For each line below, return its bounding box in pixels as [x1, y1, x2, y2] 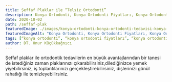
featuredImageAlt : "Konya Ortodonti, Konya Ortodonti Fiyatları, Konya [5, 31, 161, 36]
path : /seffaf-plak [5, 21, 47, 27]
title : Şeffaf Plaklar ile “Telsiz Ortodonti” [5, 7, 106, 13]
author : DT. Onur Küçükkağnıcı [5, 41, 72, 46]
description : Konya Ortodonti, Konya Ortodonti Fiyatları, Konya [5, 12, 147, 17]
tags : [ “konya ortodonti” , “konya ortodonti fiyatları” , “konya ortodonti [5, 36, 168, 41]
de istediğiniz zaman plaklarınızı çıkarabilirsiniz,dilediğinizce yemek [5, 60, 147, 66]
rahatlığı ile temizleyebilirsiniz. [5, 71, 69, 77]
